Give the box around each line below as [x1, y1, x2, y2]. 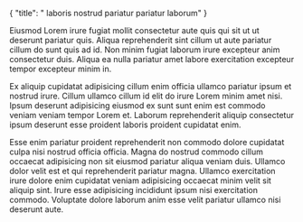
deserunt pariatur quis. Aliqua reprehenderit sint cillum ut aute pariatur [9, 35, 272, 45]
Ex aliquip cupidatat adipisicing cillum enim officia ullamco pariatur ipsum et [9, 81, 292, 91]
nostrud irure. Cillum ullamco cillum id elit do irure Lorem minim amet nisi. [9, 90, 283, 101]
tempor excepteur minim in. [9, 63, 112, 74]
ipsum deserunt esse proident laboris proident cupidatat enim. [9, 119, 241, 130]
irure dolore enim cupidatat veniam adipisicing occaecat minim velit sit [9, 175, 271, 186]
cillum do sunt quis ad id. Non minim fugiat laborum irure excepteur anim [9, 44, 280, 55]
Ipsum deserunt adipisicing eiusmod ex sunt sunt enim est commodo [9, 100, 266, 111]
